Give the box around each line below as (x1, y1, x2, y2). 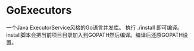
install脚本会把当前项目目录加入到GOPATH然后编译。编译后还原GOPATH (6, 31, 183, 39)
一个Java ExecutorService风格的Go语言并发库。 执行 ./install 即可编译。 (6, 24, 183, 31)
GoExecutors (6, 4, 72, 17)
